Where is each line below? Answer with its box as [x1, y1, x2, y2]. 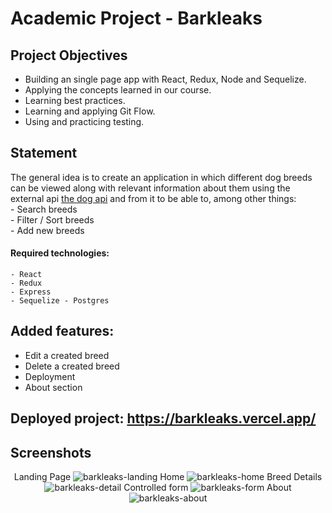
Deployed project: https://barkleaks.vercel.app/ [10, 410, 317, 427]
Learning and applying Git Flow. [24, 105, 156, 117]
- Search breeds [10, 203, 78, 215]
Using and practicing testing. [24, 116, 145, 127]
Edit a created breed [24, 349, 110, 361]
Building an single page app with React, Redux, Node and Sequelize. [24, 73, 307, 85]
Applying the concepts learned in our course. [24, 84, 212, 96]
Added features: [10, 323, 115, 340]
